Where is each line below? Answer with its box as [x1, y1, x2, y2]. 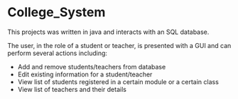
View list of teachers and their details [17, 85, 126, 93]
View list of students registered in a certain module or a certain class [17, 77, 219, 86]
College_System [7, 4, 106, 21]
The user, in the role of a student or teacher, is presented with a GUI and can [7, 41, 232, 49]
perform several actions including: [7, 49, 108, 57]
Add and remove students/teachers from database [17, 62, 166, 71]
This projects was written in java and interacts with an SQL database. [7, 28, 210, 36]
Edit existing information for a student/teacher [17, 70, 153, 78]
